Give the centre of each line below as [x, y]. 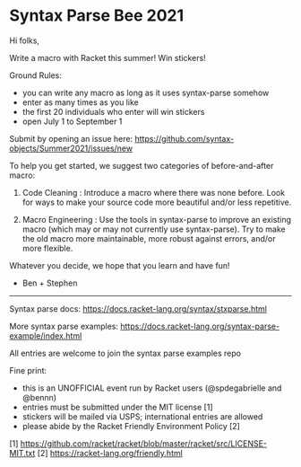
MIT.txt [22, 453]
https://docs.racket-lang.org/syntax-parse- [200, 326]
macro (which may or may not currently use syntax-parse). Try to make [154, 229]
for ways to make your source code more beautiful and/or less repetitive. [157, 202]
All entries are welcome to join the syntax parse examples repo [125, 353]
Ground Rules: [36, 75]
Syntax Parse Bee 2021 [97, 16]
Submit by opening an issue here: [71, 138]
